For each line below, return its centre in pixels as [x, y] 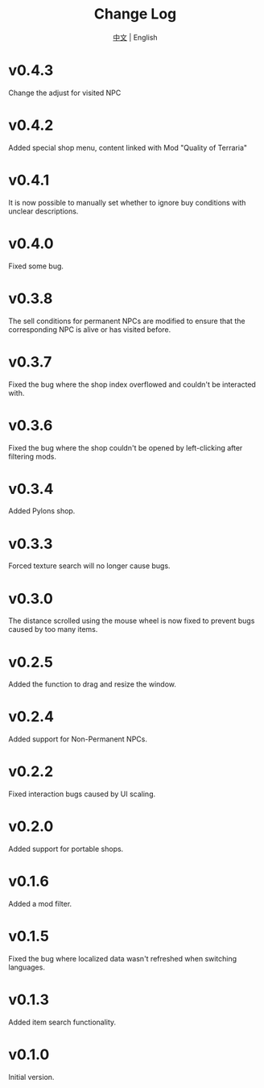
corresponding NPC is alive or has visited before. [90, 329]
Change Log [135, 14]
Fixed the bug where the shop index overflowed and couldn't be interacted [132, 384]
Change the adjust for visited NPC [65, 93]
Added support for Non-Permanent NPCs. [78, 739]
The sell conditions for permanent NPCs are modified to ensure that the [127, 321]
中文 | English [135, 37]
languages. [27, 967]
